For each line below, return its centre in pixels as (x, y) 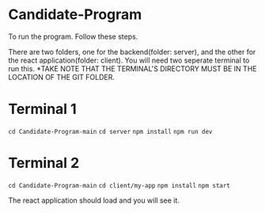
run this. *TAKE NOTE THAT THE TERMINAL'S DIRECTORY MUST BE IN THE (132, 68)
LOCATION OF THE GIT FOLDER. (61, 77)
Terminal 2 (44, 163)
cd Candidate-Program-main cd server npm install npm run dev (110, 131)
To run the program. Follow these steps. (73, 36)
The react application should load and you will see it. (94, 200)
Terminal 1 (42, 109)
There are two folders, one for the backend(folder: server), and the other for (132, 51)
